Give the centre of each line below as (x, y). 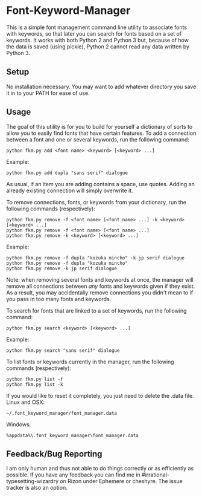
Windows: (19, 424)
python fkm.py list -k (35, 385)
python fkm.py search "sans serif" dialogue (63, 350)
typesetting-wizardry (33, 481)
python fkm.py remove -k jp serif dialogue (62, 268)
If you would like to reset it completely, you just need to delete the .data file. (100, 395)
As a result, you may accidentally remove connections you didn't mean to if (100, 292)
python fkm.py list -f (35, 379)
